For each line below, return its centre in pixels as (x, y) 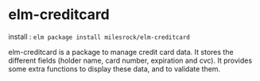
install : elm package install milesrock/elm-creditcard (99, 37)
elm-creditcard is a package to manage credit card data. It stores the (121, 52)
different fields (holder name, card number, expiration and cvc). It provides (130, 60)
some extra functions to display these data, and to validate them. (114, 68)
